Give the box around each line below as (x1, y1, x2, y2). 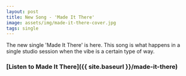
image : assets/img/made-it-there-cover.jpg (6, 20, 117, 26)
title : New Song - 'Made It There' (6, 14, 95, 20)
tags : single (6, 25, 39, 31)
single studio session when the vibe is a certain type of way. (6, 48, 155, 55)
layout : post (6, 8, 39, 15)
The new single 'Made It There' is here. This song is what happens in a (6, 42, 181, 49)
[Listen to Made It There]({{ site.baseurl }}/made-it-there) (6, 63, 178, 71)
